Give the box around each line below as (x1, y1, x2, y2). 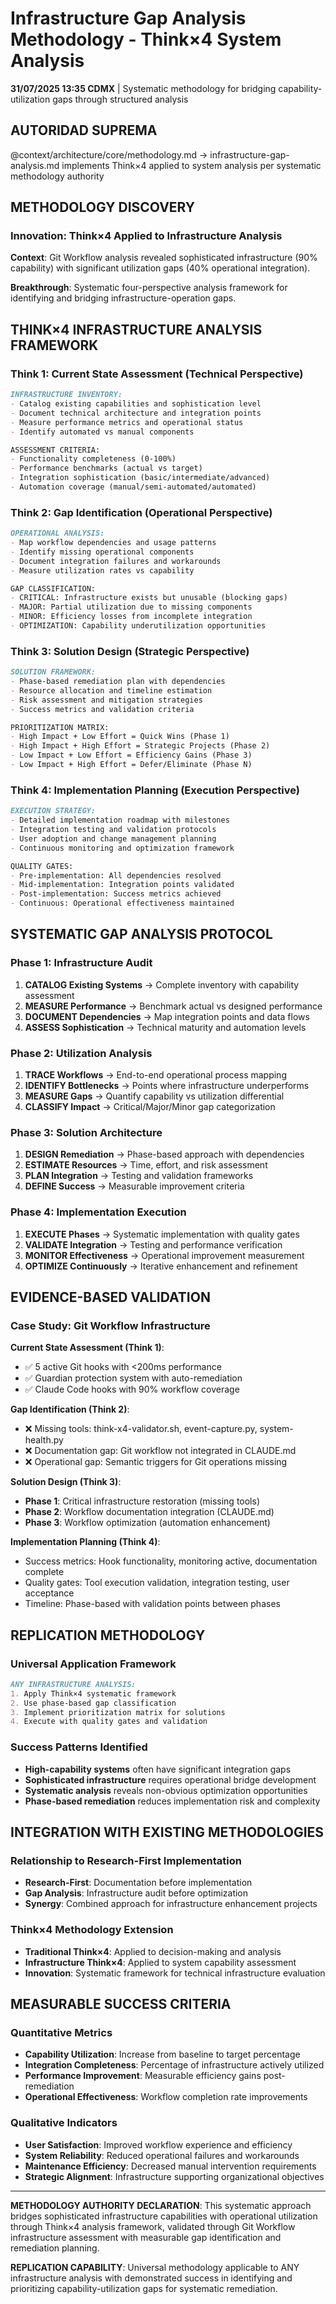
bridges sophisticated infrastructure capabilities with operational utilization (10, 2210, 318, 2222)
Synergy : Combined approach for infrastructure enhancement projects (24, 1898, 318, 1910)
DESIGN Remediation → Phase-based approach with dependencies (24, 1148, 305, 1161)
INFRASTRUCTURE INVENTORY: (10, 390, 123, 400)
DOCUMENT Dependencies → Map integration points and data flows (24, 1010, 310, 1022)
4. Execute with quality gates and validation (10, 1717, 208, 1727)
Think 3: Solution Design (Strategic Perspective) (10, 644, 250, 658)
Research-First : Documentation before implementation (24, 1877, 253, 1889)
